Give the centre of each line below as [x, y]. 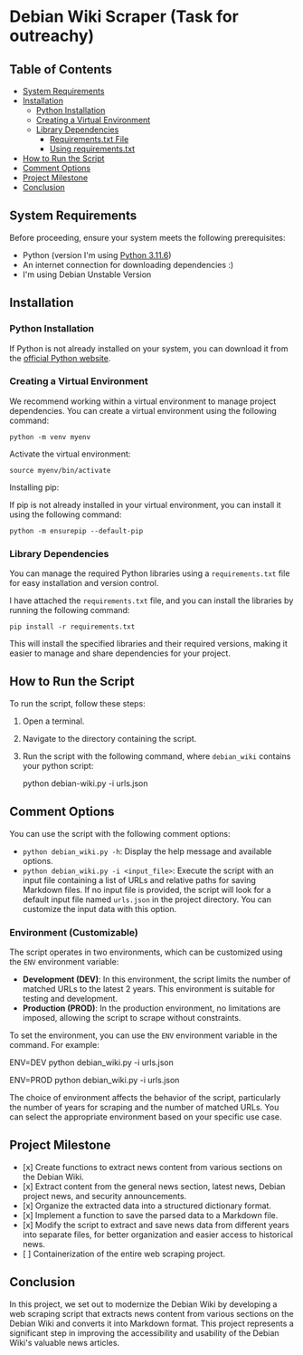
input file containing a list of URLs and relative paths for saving [139, 879]
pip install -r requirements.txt [72, 627]
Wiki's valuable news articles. [65, 1342]
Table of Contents [61, 69]
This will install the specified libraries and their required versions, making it [148, 644]
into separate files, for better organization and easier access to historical [158, 1235]
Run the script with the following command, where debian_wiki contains [156, 756]
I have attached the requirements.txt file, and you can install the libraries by [151, 601]
